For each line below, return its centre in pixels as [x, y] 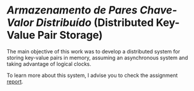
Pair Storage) [70, 35]
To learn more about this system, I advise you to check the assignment [92, 75]
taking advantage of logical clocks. [49, 64]
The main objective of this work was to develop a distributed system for [93, 51]
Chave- [158, 10]
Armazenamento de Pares [72, 10]
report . [15, 81]
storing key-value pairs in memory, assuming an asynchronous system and [98, 58]
